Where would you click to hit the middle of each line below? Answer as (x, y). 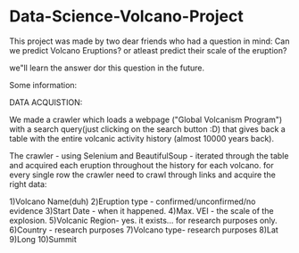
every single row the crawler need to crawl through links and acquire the (143, 175)
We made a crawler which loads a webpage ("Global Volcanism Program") (146, 119)
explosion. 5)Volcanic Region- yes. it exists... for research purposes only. (144, 220)
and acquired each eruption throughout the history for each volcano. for (141, 165)
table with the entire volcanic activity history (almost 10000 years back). (142, 138)
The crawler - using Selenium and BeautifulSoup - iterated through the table (149, 155)
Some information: (43, 85)
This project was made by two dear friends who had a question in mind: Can (149, 41)
